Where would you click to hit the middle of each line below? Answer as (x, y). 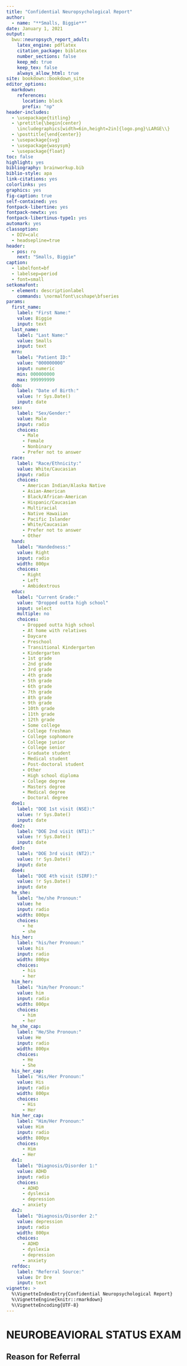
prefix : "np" (38, 106)
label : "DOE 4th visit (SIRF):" (57, 876)
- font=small (28, 279)
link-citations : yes (32, 179)
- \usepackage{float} (39, 151)
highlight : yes (25, 163)
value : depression (40, 1221)
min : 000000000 (36, 374)
